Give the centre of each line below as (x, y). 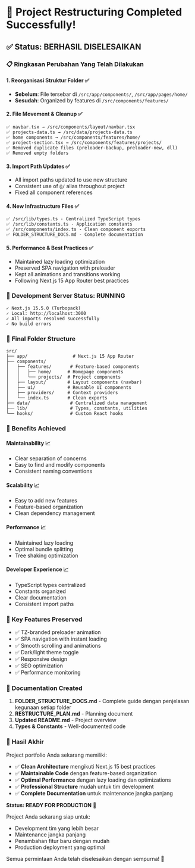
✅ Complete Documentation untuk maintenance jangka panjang (94, 793)
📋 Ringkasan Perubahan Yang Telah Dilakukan (75, 64)
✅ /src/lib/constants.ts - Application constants (69, 224)
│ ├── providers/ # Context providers (62, 393)
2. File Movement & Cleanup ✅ (44, 114)
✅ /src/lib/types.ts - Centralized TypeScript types (73, 219)
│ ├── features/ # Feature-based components (73, 367)
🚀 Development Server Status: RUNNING (66, 296)
